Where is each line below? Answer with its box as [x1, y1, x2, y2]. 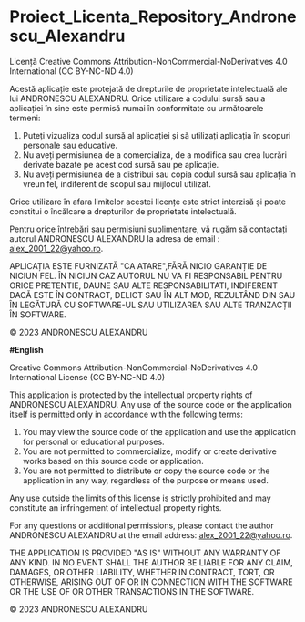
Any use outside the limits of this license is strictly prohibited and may [9, 492, 271, 503]
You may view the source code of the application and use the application [22, 426, 296, 437]
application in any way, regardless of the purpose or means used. [22, 474, 269, 485]
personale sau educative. [22, 140, 118, 150]
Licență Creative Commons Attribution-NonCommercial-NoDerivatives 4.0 [9, 56, 289, 67]
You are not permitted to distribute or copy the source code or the [22, 465, 270, 476]
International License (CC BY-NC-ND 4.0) [9, 371, 166, 382]
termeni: [9, 112, 41, 123]
